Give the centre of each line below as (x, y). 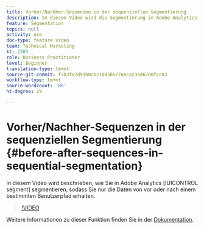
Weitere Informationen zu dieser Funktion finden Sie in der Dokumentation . (100, 219)
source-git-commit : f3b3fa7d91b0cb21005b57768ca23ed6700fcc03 (87, 75)
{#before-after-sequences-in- (85, 153)
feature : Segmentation (35, 23)
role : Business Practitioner (43, 57)
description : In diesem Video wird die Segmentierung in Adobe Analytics (102, 18)
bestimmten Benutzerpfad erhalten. (51, 195)
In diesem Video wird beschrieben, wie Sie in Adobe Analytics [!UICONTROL (102, 183)
